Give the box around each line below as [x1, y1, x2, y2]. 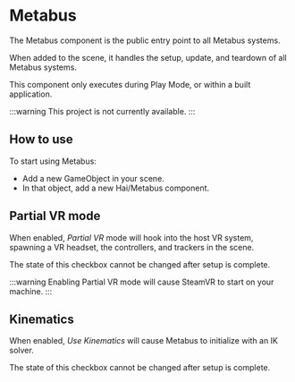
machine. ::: [9, 285, 53, 296]
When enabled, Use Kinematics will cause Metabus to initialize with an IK [9, 335, 279, 346]
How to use [9, 132, 73, 148]
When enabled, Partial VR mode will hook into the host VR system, [9, 232, 254, 242]
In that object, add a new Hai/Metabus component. [21, 183, 210, 193]
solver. [9, 345, 34, 356]
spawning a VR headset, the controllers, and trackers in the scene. [9, 242, 255, 252]
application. [9, 89, 53, 99]
